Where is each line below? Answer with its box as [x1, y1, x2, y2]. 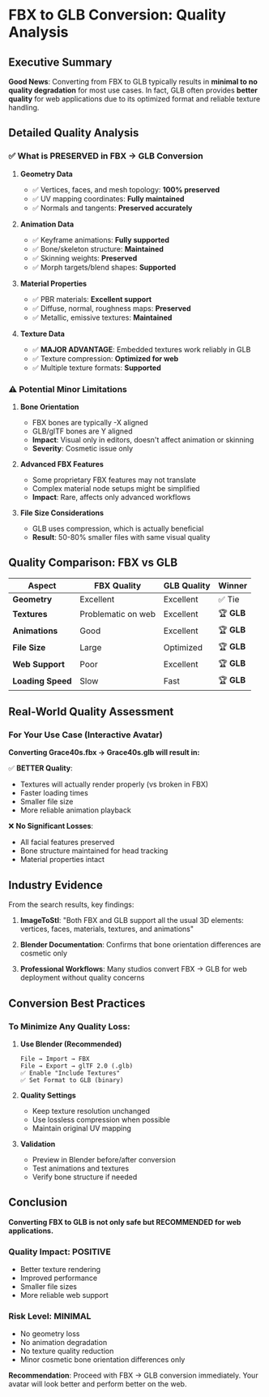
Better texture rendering [19, 1265, 101, 1274]
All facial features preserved [19, 838, 115, 847]
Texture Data [19, 329, 65, 338]
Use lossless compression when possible [32, 1115, 170, 1124]
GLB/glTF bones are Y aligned [32, 426, 133, 436]
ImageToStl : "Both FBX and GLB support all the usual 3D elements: [19, 916, 245, 925]
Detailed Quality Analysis [8, 126, 139, 140]
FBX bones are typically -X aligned [32, 417, 148, 427]
